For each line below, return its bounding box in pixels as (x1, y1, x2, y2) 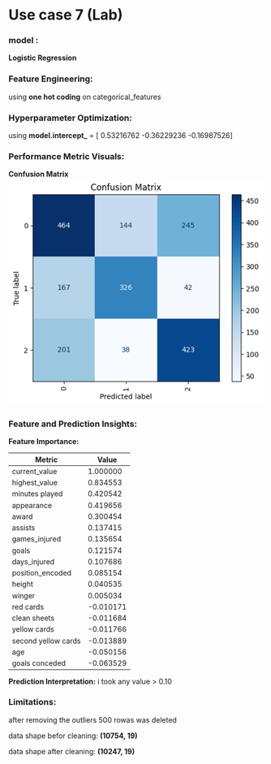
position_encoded (11, 568, 71, 577)
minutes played (11, 489, 63, 499)
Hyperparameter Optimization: (8, 112, 132, 123)
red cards (11, 602, 45, 611)
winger (11, 590, 36, 600)
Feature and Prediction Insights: (8, 418, 138, 429)
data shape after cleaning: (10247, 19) (8, 746, 135, 756)
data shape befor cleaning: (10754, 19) (8, 731, 138, 740)
